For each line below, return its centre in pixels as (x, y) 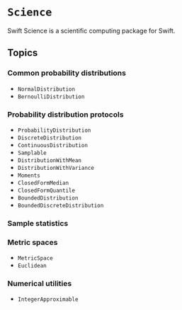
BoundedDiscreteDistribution (61, 205)
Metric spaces (33, 242)
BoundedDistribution (48, 198)
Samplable (32, 153)
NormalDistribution (46, 89)
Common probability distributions (67, 73)
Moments (29, 176)
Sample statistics (38, 223)
